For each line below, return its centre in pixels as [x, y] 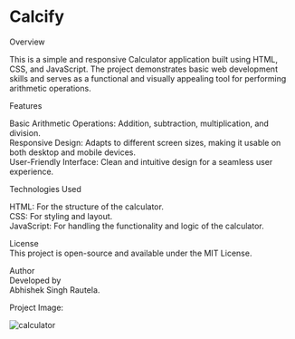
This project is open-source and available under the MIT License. [131, 253]
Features [26, 105]
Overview [27, 42]
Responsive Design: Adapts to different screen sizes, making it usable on [145, 142]
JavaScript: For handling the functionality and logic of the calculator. [137, 226]
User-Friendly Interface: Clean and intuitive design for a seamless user [141, 161]
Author [22, 270]
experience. [32, 171]
